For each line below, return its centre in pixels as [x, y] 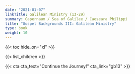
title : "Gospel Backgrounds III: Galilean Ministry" [61, 24]
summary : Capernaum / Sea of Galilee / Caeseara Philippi [66, 19]
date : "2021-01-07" [25, 10]
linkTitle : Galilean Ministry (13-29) [45, 14]
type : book [16, 28]
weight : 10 [16, 33]
